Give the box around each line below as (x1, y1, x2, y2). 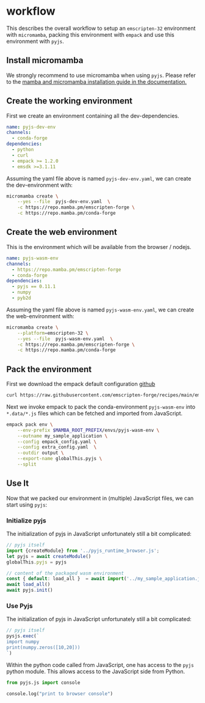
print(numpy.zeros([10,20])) (6, 644, 81, 650)
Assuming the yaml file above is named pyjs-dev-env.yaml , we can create (6, 174, 192, 182)
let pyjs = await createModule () (6, 553, 92, 559)
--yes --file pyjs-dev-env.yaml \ (17, 199, 111, 205)
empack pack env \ (6, 421, 53, 428)
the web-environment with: (6, 312, 74, 319)
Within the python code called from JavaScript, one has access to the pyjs (6, 661, 194, 668)
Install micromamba (6, 55, 84, 65)
